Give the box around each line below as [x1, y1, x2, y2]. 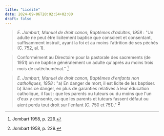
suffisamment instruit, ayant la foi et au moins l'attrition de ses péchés [17, 40, 158, 46]
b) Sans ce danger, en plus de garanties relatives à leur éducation [17, 86, 149, 92]
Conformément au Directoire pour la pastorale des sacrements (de [17, 55, 151, 60]
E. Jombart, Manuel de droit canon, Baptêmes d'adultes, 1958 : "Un [17, 30, 154, 36]
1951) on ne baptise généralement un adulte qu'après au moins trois [17, 59, 154, 66]
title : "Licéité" [5, 7, 41, 12]
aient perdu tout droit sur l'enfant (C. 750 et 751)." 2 [17, 101, 121, 108]
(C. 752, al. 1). [17, 45, 45, 51]
